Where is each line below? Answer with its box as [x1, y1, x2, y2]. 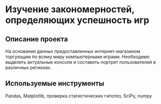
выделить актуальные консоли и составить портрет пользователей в [5, 59, 156, 65]
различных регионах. [5, 65, 52, 70]
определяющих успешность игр [5, 14, 150, 26]
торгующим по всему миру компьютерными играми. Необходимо [5, 54, 150, 60]
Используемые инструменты [5, 79, 105, 88]
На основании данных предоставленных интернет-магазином [5, 48, 141, 54]
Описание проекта [5, 35, 68, 43]
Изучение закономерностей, [5, 4, 135, 15]
